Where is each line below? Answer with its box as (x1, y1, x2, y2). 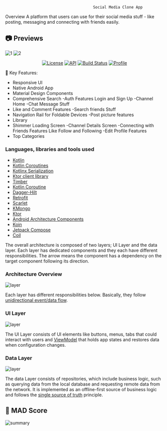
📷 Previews (5, 34, 44, 43)
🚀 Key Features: (5, 70, 38, 76)
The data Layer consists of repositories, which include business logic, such (5, 376, 161, 382)
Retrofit (12, 195, 28, 201)
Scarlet (12, 200, 28, 206)
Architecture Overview (5, 271, 62, 278)
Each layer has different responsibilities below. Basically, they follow (5, 292, 146, 298)
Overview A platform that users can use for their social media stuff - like (5, 14, 154, 20)
